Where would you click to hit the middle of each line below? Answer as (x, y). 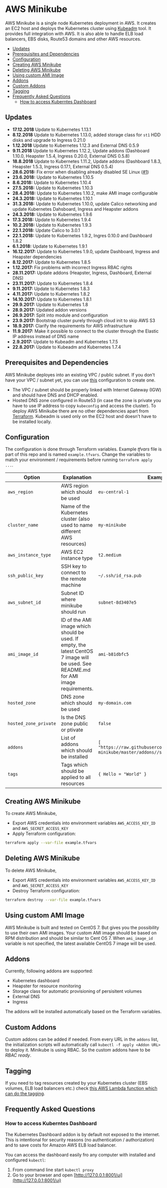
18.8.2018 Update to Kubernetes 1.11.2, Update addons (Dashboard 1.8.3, (87, 161)
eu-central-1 (114, 492)
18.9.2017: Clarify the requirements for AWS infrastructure (72, 326)
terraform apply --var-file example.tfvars (51, 843)
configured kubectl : (25, 1160)
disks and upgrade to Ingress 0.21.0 (49, 140)
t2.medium (110, 555)
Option (32, 477)
